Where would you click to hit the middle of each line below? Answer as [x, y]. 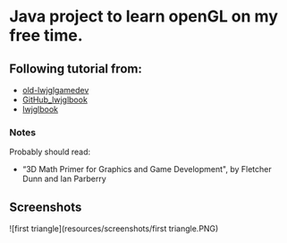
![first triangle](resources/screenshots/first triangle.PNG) [114, 229]
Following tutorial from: [76, 69]
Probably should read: [50, 152]
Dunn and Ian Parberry [64, 179]
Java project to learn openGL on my [144, 17]
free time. [46, 35]
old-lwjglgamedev [55, 90]
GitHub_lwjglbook [55, 100]
